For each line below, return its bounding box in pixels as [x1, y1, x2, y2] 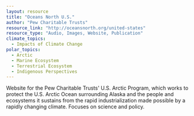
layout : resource [6, 8, 49, 15]
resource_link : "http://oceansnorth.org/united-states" [6, 25, 146, 31]
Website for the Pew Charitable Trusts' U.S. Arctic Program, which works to [6, 84, 189, 91]
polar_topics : [6, 47, 41, 53]
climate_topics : [6, 36, 46, 42]
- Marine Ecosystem [11, 57, 59, 63]
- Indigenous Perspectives [11, 69, 78, 74]
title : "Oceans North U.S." [6, 14, 75, 20]
